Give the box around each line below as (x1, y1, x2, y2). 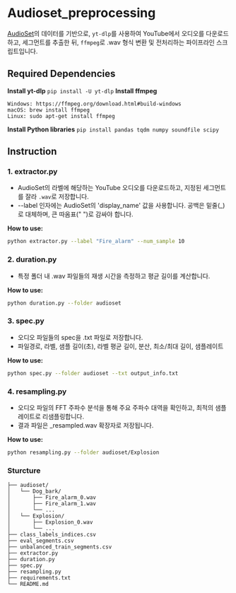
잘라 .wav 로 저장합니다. (25, 192, 90, 201)
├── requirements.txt (7, 575, 71, 582)
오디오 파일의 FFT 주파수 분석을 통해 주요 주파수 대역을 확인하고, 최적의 (17, 403, 214, 411)
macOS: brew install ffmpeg (7, 106, 90, 114)
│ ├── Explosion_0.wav (7, 519, 93, 526)
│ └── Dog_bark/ (7, 488, 61, 495)
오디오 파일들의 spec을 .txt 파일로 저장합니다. (17, 333, 143, 341)
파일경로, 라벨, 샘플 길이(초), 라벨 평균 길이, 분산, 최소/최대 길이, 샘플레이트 (17, 341, 224, 351)
